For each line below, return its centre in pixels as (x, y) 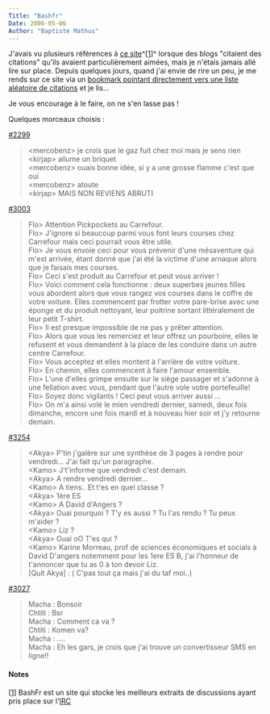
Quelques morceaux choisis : (56, 119)
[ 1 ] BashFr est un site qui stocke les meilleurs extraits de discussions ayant (132, 692)
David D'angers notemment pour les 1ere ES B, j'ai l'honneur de (133, 556)
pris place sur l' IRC (40, 701)
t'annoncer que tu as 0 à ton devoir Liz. (93, 565)
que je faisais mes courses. (73, 268)
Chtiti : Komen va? (58, 630)
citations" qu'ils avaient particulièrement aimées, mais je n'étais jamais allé (132, 62)
